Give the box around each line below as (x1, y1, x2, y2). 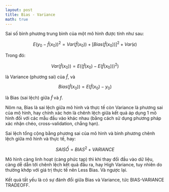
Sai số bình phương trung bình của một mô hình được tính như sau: (5, 31, 144, 37)
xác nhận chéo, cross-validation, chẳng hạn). (5, 121, 100, 127)
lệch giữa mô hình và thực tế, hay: (5, 136, 76, 142)
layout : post (5, 7, 33, 13)
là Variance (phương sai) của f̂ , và (5, 74, 75, 80)
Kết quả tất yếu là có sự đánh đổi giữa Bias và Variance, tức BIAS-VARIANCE (5, 176, 164, 182)
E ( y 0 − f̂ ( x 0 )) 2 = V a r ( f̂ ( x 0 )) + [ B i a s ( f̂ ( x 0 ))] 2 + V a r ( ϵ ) (32, 40, 138, 49)
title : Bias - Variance (5, 12, 56, 17)
